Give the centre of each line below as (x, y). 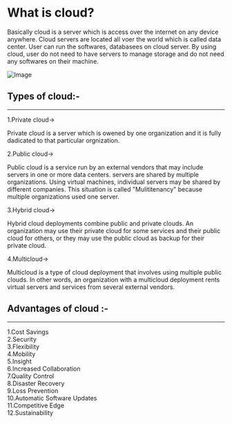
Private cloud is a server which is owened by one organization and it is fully (114, 133)
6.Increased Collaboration (44, 369)
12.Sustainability (30, 412)
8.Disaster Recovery (36, 383)
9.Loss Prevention (33, 390)
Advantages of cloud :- (58, 309)
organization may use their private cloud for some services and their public (114, 230)
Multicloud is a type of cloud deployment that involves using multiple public (115, 272)
